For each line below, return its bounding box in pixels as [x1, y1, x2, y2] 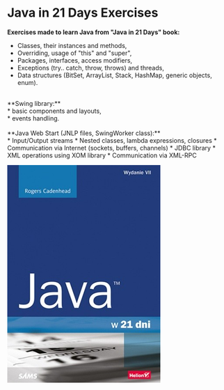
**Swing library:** [7, 99, 61, 107]
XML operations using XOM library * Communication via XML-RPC [7, 151, 197, 159]
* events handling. [7, 114, 60, 123]
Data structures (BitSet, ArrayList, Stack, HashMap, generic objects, [17, 71, 212, 79]
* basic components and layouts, [7, 107, 102, 115]
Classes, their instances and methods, [17, 41, 127, 49]
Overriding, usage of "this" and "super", [17, 49, 132, 57]
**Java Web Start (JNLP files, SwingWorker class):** [7, 129, 161, 137]
